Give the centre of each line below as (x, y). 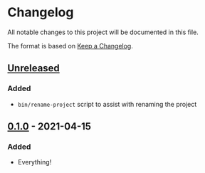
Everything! (35, 162)
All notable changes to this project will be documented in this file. (103, 32)
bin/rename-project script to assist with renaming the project (107, 104)
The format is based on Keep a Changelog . (70, 46)
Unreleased (34, 68)
